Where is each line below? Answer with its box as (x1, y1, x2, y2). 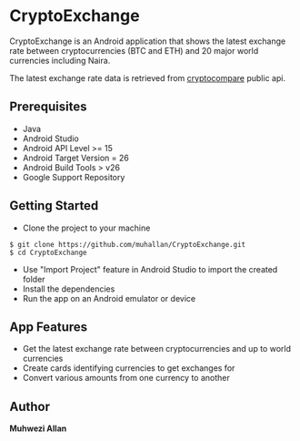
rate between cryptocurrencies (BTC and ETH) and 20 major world (9, 45, 259, 56)
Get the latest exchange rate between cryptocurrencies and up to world (22, 344, 291, 354)
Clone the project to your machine (22, 222, 151, 233)
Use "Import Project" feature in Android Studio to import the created (22, 263, 278, 274)
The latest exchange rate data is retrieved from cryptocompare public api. (9, 72, 286, 83)
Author (9, 398, 50, 415)
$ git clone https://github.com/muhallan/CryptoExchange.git (9, 240, 246, 249)
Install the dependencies (22, 283, 115, 294)
